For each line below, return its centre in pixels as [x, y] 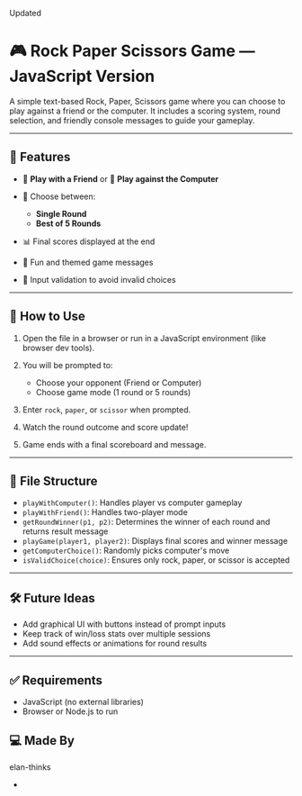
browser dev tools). [58, 348]
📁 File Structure [53, 481]
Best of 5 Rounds [68, 223]
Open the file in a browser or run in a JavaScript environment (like [144, 338]
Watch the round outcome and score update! [105, 427]
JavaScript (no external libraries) [83, 702]
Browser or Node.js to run [70, 711]
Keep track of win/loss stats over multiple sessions [116, 634]
